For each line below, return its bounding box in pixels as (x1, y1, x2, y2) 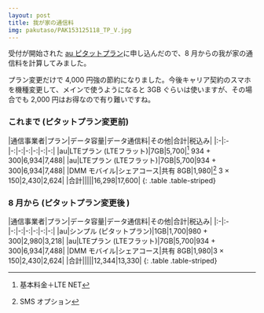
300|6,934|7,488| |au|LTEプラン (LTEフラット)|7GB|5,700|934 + (8, 156, 217, 165)
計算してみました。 (28, 58, 91, 68)
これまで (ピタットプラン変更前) (8, 116, 130, 127)
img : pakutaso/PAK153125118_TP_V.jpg (8, 26, 132, 34)
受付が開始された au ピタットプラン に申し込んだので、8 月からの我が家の (8, 49, 247, 58)
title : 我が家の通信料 (8, 19, 75, 27)
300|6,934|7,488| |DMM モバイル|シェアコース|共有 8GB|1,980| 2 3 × (8, 164, 230, 175)
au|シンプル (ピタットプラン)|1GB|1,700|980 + (59, 226, 208, 236)
